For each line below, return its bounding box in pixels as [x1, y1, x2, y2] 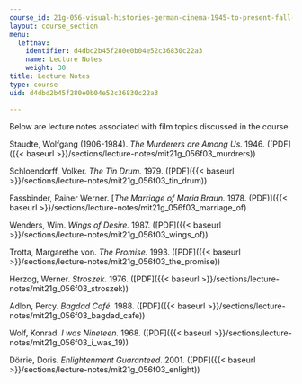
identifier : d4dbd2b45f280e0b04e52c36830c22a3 [25, 47, 203, 56]
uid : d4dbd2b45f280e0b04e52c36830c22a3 [9, 88, 159, 97]
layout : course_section [9, 22, 99, 31]
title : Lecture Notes [9, 72, 91, 81]
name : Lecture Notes [25, 55, 102, 64]
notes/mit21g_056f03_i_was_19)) [9, 336, 129, 347]
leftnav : [17, 38, 50, 48]
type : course [9, 80, 58, 89]
